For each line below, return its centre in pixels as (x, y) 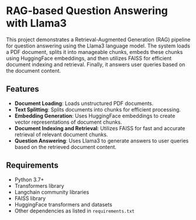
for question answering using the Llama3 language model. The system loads (98, 46)
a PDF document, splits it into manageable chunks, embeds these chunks (94, 52)
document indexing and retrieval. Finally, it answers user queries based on (96, 64)
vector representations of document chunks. (68, 122)
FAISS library (30, 198)
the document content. (34, 70)
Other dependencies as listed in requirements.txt (74, 211)
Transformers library (39, 185)
